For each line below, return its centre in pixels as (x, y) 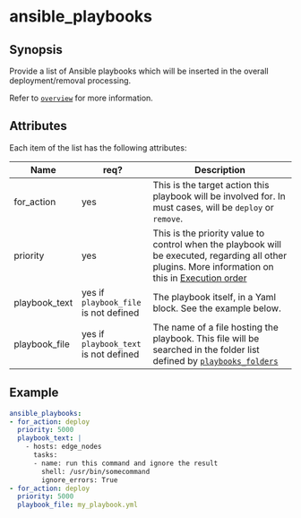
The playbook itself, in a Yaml (214, 297)
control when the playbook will (217, 244)
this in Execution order (200, 278)
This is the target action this (211, 185)
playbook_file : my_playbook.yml (78, 505)
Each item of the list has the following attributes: (98, 147)
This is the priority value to (209, 233)
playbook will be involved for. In (219, 196)
